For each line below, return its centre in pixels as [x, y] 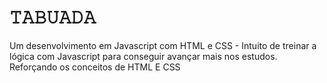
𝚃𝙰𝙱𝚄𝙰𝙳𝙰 [53, 17]
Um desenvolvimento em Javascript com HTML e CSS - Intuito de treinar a [163, 45]
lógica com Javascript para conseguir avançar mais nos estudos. [143, 56]
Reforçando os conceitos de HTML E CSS [95, 67]
